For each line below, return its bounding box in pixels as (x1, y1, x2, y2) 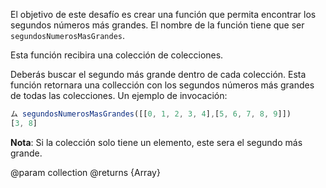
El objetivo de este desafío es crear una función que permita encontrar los (10, 9, 317, 20)
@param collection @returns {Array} (10, 166, 161, 178)
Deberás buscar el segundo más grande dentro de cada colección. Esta (10, 69, 307, 80)
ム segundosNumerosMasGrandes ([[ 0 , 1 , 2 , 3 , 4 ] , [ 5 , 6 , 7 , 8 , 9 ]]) (10, 109, 292, 119)
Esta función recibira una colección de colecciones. (10, 49, 224, 61)
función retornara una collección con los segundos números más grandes (10, 79, 315, 91)
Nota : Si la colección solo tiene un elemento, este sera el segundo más (10, 136, 303, 148)
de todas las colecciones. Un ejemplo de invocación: (10, 90, 228, 101)
